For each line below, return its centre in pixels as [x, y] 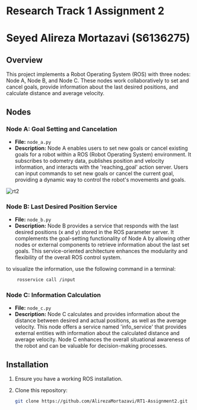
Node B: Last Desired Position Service [62, 206]
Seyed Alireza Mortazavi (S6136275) [98, 38]
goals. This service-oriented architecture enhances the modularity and [101, 251]
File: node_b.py [33, 220]
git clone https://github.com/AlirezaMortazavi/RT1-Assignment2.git [101, 401]
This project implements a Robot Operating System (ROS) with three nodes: [99, 74]
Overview [25, 60]
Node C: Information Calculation [53, 295]
